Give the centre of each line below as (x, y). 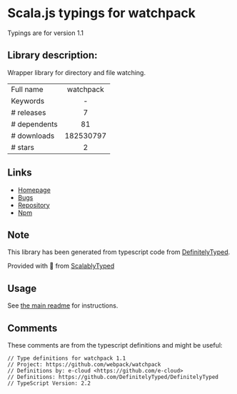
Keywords (28, 101)
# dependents (35, 124)
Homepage (34, 190)
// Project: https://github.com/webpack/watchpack (84, 365)
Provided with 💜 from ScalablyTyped (61, 266)
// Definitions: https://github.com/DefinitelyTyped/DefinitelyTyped (113, 377)
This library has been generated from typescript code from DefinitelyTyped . (119, 252)
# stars (22, 147)
